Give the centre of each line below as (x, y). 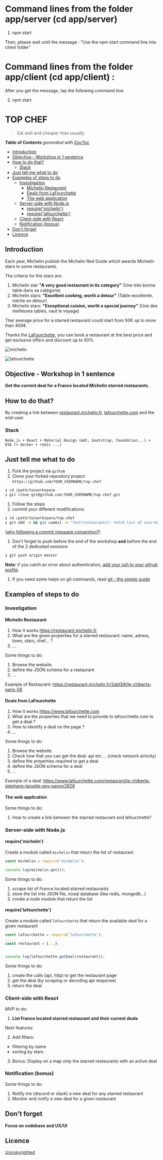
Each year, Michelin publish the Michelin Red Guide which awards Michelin (80, 261)
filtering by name (29, 1047)
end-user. (15, 418)
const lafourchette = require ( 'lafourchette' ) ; (54, 934)
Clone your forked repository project (49, 476)
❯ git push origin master (31, 555)
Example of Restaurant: (28, 684)
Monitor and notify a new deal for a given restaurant (64, 1098)
